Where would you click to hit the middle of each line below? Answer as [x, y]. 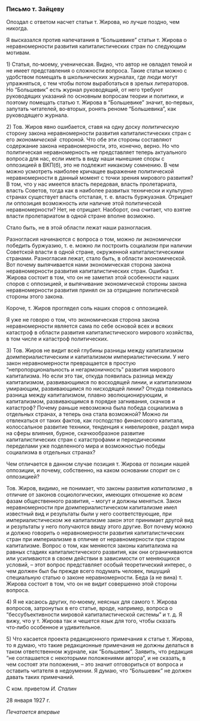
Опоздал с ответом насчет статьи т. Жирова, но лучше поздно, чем [93, 22]
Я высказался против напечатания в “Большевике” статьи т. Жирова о [97, 40]
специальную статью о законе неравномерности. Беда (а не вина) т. [94, 578]
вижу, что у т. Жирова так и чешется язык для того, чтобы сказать [91, 621]
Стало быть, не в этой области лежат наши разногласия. [79, 228]
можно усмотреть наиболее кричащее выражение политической [90, 171]
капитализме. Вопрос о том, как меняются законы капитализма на [92, 546]
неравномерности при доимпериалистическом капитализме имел [92, 508]
